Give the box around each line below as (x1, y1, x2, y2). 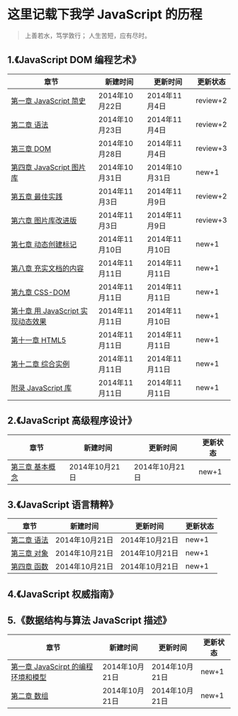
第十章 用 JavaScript (11, 306, 79, 315)
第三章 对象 (11, 549, 49, 559)
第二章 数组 (11, 690, 49, 700)
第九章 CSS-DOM (11, 287, 71, 297)
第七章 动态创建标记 (11, 239, 77, 249)
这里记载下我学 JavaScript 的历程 (7, 6, 203, 23)
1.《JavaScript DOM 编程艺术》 (7, 54, 142, 66)
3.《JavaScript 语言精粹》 (7, 498, 118, 510)
